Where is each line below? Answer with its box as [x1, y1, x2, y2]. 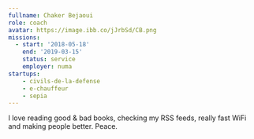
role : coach [8, 19, 47, 27]
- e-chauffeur [22, 84, 69, 93]
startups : [8, 70, 41, 78]
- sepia [22, 92, 47, 100]
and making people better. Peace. [8, 122, 118, 131]
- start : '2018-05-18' [15, 41, 90, 49]
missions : [8, 33, 41, 42]
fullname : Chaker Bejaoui [8, 11, 93, 20]
